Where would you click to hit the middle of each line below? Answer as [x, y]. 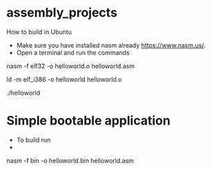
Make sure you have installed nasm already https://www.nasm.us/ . [111, 45]
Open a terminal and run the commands [73, 53]
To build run [33, 140]
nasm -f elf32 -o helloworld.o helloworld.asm [71, 66]
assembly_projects [62, 13]
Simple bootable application [88, 121]
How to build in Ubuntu [39, 32]
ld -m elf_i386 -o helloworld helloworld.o [64, 79]
